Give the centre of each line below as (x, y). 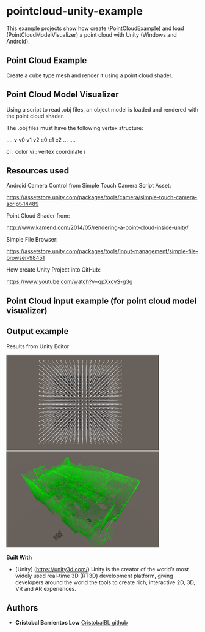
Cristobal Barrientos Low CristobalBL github (71, 623)
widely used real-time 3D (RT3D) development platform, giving (94, 576)
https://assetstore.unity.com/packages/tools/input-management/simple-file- (103, 251)
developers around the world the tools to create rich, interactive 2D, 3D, (105, 582)
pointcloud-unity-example (75, 11)
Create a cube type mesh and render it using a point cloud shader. (90, 75)
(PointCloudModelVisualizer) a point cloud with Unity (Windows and (92, 34)
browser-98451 (26, 258)
